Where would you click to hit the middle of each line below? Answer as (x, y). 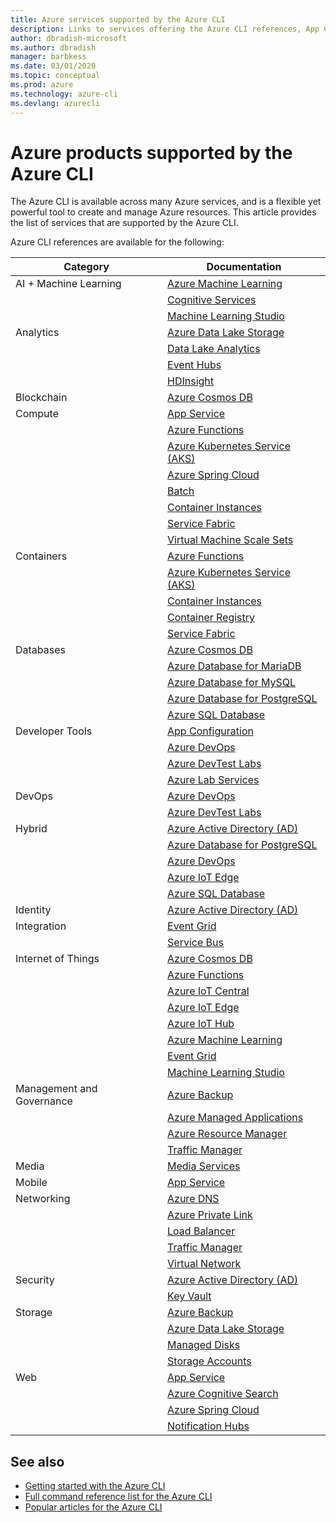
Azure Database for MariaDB (234, 666)
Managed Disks (204, 1345)
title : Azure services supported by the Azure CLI (118, 19)
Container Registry (211, 618)
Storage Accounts (209, 1361)
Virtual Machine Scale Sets (230, 540)
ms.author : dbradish (53, 47)
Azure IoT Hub (201, 1024)
